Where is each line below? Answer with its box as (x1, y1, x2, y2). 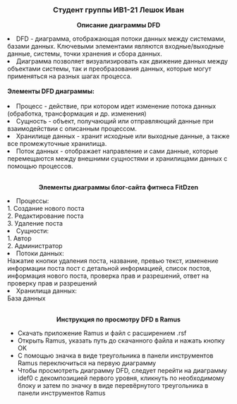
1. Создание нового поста (7, 204, 85, 213)
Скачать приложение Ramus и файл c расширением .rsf (17, 329, 187, 338)
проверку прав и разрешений (7, 279, 97, 288)
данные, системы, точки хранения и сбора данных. (7, 49, 162, 58)
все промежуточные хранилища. (7, 140, 107, 148)
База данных (7, 294, 46, 302)
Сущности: (16, 227, 49, 235)
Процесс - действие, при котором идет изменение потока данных (16, 102, 217, 111)
